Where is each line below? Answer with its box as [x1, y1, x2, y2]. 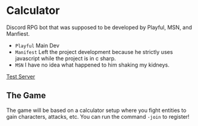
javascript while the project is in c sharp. [15, 55, 116, 62]
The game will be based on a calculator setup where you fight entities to [6, 107, 186, 114]
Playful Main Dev [15, 42, 59, 49]
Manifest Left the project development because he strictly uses [15, 48, 173, 55]
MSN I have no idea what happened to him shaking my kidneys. [15, 61, 170, 68]
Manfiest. [6, 30, 30, 37]
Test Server [6, 73, 35, 80]
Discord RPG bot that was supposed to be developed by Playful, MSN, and [6, 24, 193, 31]
